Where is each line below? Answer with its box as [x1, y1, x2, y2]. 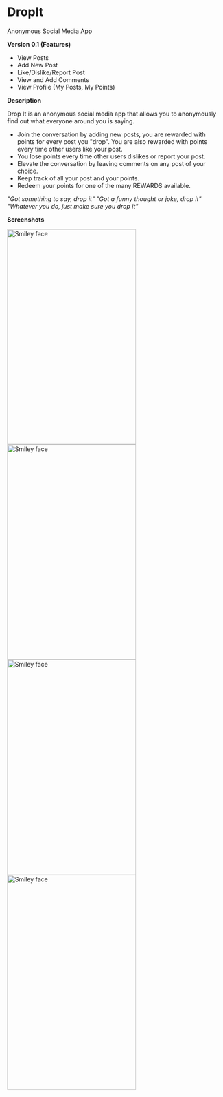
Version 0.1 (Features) [7, 40, 71, 48]
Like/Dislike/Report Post [16, 68, 86, 76]
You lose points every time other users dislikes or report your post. [16, 152, 206, 160]
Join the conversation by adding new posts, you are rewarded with [16, 130, 206, 138]
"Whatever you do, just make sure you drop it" [7, 202, 139, 210]
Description [7, 96, 42, 104]
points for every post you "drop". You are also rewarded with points [16, 137, 208, 145]
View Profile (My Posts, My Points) [16, 83, 115, 91]
